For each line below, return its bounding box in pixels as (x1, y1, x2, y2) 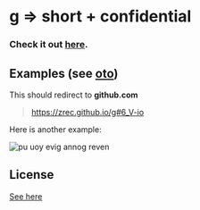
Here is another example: (9, 123, 102, 135)
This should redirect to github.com (9, 89, 138, 100)
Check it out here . (9, 38, 88, 51)
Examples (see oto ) (9, 65, 119, 81)
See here (9, 190, 43, 202)
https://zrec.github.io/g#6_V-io (30, 106, 145, 117)
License (9, 167, 54, 182)
